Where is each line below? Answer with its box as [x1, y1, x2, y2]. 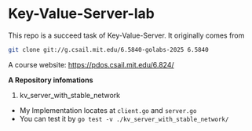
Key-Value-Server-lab [8, 5, 155, 23]
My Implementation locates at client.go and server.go [19, 105, 197, 115]
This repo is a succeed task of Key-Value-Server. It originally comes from [8, 31, 245, 40]
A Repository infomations [8, 75, 93, 85]
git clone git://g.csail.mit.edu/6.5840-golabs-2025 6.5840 [8, 45, 210, 53]
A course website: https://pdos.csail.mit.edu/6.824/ [8, 60, 174, 69]
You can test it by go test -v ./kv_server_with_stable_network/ [19, 114, 229, 123]
